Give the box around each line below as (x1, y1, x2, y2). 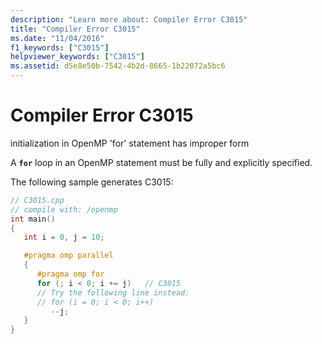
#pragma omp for (36, 269, 105, 280)
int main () (10, 214, 56, 224)
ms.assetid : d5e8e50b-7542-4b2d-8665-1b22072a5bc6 (10, 61, 226, 71)
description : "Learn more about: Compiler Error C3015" (10, 14, 248, 25)
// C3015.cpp (10, 195, 65, 205)
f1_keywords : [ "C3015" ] (10, 42, 110, 53)
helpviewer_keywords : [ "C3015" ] (10, 52, 145, 62)
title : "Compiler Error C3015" (10, 24, 141, 34)
